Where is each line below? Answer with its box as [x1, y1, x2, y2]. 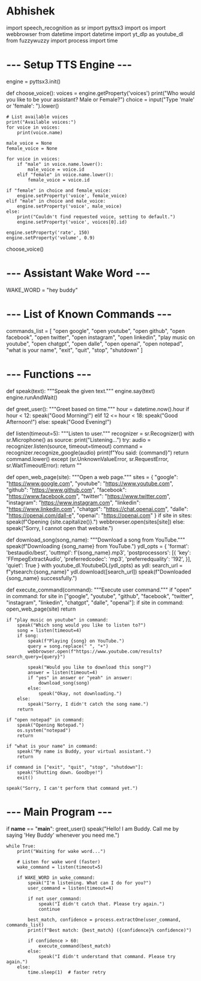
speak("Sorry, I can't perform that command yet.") [6, 785, 138, 791]
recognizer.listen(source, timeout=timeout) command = [6, 442, 143, 450]
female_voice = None [6, 145, 58, 151]
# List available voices [6, 114, 68, 120]
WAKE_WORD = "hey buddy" [6, 286, 78, 293]
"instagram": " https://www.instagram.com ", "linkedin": [6, 499, 141, 506]
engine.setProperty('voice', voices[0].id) [17, 219, 128, 225]
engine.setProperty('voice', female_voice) [17, 192, 128, 199]
